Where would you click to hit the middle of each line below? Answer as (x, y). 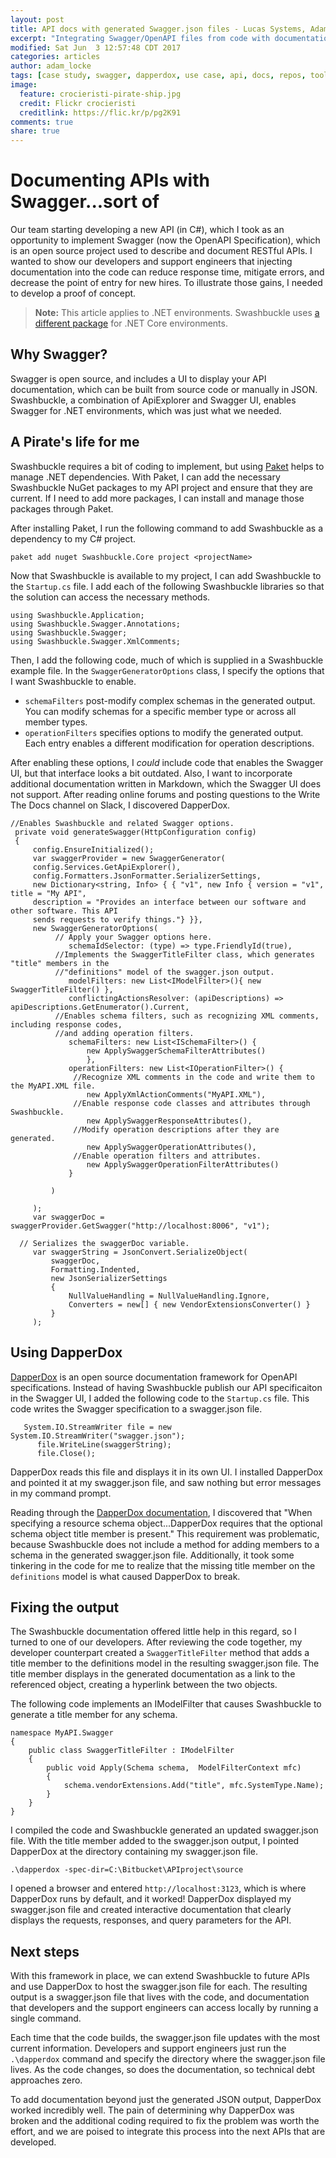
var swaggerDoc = (68, 1217)
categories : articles (55, 57)
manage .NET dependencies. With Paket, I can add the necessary (145, 477)
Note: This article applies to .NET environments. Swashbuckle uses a (177, 313)
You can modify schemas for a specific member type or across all (160, 711)
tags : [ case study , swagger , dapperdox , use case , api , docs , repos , (158, 76)
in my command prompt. (61, 1493)
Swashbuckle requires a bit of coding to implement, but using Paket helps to (167, 466)
